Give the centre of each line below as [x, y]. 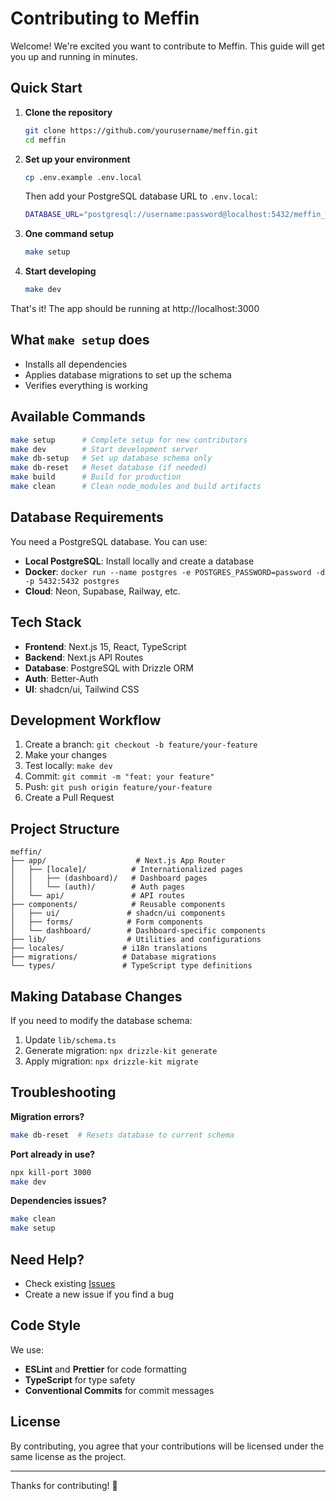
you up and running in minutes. [74, 56]
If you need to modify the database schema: [101, 1020]
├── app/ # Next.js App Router [118, 861]
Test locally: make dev [68, 766]
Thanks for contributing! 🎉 [64, 1485]
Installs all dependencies [76, 364]
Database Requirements [87, 517]
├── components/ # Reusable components [118, 905]
